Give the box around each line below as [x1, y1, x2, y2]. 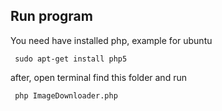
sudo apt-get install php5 [14, 54, 128, 64]
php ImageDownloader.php [14, 90, 118, 101]
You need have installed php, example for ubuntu [10, 34, 213, 46]
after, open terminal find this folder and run [10, 71, 187, 83]
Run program [10, 8, 93, 25]
